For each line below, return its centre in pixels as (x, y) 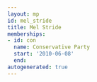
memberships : (27, 34)
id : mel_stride (30, 21)
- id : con (22, 41)
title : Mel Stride (34, 27)
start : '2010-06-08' (44, 54)
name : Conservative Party (52, 47)
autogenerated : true (38, 67)
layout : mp (23, 14)
